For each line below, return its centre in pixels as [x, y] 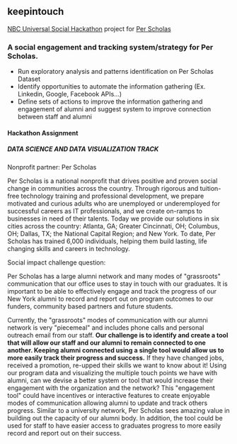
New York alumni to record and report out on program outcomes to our [110, 299]
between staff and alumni [54, 117]
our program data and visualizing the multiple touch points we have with [112, 372]
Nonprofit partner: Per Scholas [52, 167]
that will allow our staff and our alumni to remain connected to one [107, 343]
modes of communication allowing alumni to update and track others [108, 403]
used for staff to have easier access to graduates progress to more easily [114, 426]
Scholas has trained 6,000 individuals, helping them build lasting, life [107, 241]
